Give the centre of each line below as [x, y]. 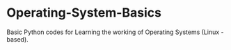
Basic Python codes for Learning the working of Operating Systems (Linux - [115, 32]
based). [17, 39]
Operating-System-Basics [84, 13]
